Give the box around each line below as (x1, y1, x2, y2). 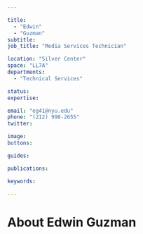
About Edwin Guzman (7, 214, 137, 230)
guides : (7, 152, 30, 159)
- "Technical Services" (13, 75, 83, 82)
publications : (7, 165, 49, 172)
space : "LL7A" (7, 62, 49, 69)
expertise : (7, 94, 39, 101)
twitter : (7, 121, 33, 128)
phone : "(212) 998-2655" (7, 113, 80, 121)
